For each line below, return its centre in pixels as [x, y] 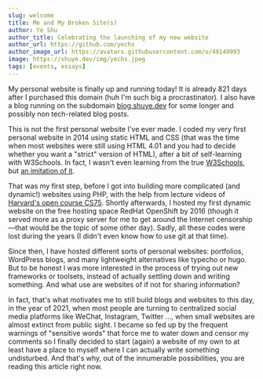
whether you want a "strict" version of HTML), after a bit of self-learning [125, 154]
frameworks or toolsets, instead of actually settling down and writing [119, 276]
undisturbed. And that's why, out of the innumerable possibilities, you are [126, 358]
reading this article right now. [55, 366]
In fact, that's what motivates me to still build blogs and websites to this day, [131, 300]
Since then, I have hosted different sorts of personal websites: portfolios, [126, 251]
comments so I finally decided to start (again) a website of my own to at [124, 341]
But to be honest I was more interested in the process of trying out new [123, 268]
